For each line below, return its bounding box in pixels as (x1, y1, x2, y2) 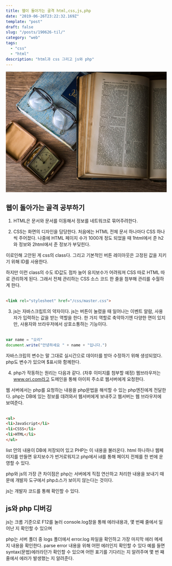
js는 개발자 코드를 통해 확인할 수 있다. (6, 487, 80, 494)
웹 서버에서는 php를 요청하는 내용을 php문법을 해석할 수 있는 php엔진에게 (6, 387, 153, 393)
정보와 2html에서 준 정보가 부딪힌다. (18, 241, 91, 247)
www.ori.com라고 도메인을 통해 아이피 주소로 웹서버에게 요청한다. (13, 376, 145, 382)
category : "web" (6, 35, 40, 40)
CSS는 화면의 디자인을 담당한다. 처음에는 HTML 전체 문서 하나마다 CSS (13, 228, 156, 235)
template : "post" (6, 19, 43, 24)
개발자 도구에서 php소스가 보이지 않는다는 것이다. (15, 477, 114, 483)
